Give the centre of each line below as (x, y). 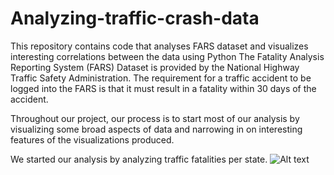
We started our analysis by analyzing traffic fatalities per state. (139, 159)
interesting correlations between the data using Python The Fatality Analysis (167, 56)
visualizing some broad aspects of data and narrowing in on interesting (156, 129)
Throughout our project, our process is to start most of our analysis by (155, 118)
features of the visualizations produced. (92, 139)
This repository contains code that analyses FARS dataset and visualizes (159, 46)
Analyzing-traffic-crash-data (135, 18)
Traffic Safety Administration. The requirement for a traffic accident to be (161, 78)
